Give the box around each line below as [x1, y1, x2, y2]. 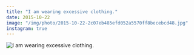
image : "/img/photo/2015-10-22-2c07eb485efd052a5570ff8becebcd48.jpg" [6, 20, 189, 26]
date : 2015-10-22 [6, 14, 50, 20]
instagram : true [6, 25, 47, 32]
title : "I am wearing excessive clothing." [6, 8, 118, 15]
